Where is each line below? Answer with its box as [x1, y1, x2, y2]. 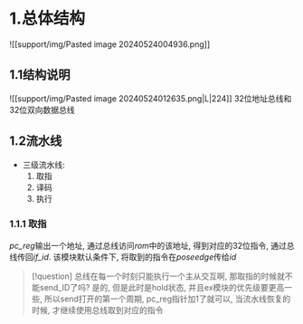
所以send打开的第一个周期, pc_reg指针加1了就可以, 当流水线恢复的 [43, 293, 291, 304]
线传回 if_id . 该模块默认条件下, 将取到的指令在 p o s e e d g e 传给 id [9, 251, 237, 262]
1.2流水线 [9, 133, 62, 149]
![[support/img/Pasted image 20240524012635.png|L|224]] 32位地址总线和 [9, 92, 292, 104]
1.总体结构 [9, 8, 86, 29]
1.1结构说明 [9, 67, 71, 82]
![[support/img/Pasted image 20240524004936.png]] [9, 38, 211, 50]
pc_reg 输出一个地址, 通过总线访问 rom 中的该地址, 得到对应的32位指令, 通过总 [9, 240, 295, 251]
